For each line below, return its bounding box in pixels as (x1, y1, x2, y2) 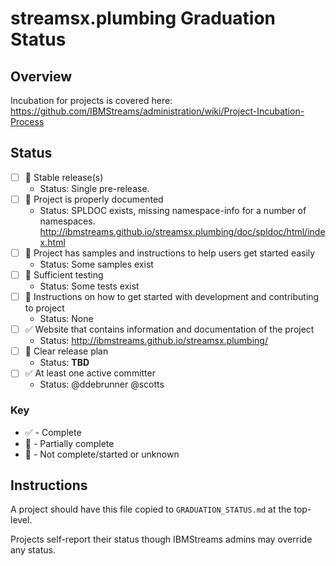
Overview (10, 68, 73, 85)
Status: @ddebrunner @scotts (39, 378, 165, 391)
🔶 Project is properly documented (24, 193, 164, 205)
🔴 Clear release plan (24, 345, 109, 357)
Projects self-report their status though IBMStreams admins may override (10, 533, 313, 546)
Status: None (39, 313, 94, 325)
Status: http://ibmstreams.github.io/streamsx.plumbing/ (39, 335, 268, 347)
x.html (39, 236, 66, 248)
